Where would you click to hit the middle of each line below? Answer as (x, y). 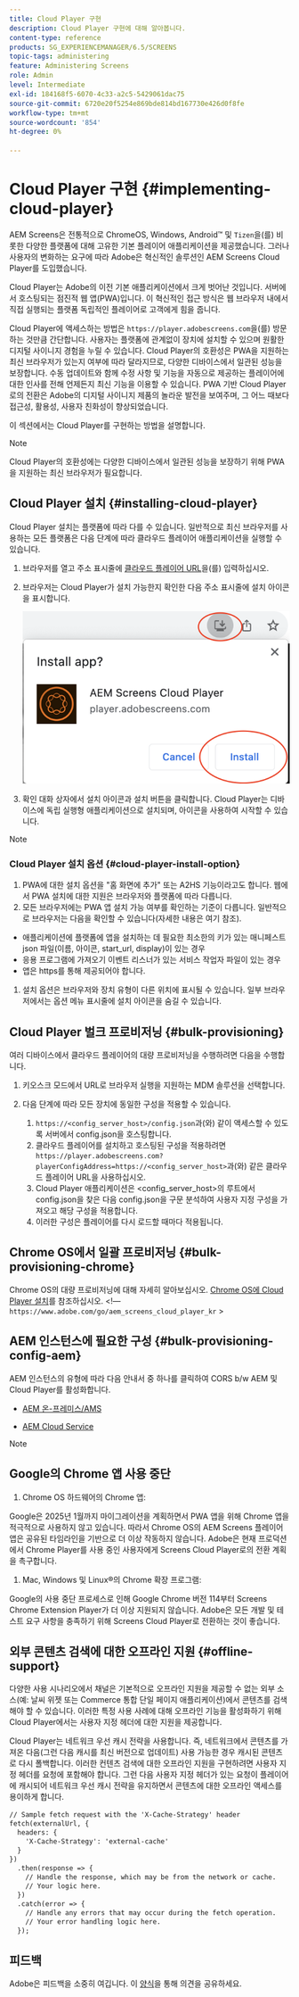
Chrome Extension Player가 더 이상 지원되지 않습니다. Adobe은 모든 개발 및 (142, 1610)
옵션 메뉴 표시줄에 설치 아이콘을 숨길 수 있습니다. (137, 1001)
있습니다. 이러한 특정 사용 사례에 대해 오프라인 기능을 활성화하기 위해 (163, 1711)
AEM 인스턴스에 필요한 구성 (81, 1342)
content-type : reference (55, 37)
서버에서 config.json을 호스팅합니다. (108, 1134)
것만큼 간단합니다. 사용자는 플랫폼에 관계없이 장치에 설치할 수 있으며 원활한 (155, 339)
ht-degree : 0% (36, 132)
